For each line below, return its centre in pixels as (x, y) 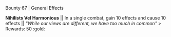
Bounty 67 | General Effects (35, 8)
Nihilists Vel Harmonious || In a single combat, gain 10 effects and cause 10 (85, 18)
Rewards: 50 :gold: (25, 29)
